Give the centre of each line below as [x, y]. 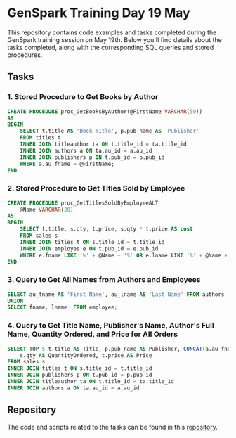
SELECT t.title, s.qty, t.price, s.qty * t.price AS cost [106, 229]
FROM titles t [40, 138]
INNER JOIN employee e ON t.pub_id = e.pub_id [89, 249]
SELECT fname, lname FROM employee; [63, 307]
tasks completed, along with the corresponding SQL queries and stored [111, 47]
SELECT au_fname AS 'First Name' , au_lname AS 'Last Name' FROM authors [116, 294]
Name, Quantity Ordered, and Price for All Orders [92, 334]
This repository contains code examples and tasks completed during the [112, 32]
